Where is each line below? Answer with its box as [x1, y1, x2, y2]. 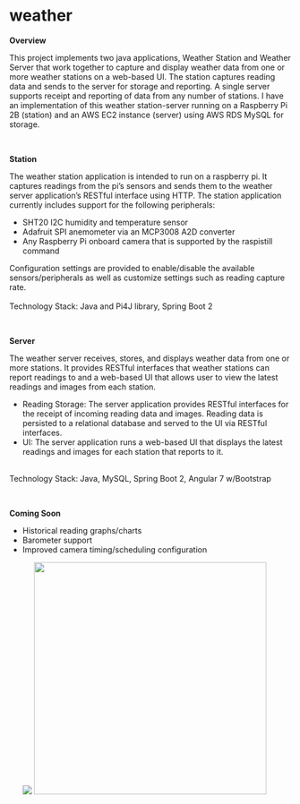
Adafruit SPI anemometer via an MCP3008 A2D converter [21, 226, 236, 237]
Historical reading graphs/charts [21, 525, 142, 535]
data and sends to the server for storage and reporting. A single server [9, 81, 270, 91]
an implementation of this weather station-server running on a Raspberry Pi [9, 99, 288, 110]
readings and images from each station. [9, 381, 157, 392]
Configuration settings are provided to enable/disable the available [9, 262, 255, 273]
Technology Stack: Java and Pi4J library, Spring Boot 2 [9, 301, 213, 312]
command [21, 245, 60, 256]
